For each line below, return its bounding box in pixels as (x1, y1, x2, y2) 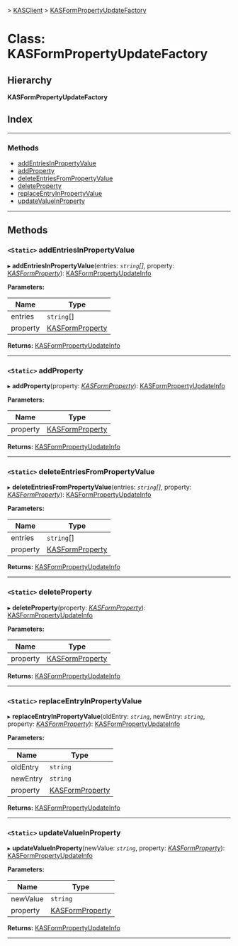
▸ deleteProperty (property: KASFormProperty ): (7, 603, 146, 612)
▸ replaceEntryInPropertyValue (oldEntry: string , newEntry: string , (7, 712, 205, 720)
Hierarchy (7, 74, 52, 86)
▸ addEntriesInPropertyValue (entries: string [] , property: (7, 261, 175, 270)
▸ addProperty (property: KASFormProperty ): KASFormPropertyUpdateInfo (7, 382, 225, 390)
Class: (7, 31, 46, 47)
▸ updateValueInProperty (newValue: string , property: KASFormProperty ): (7, 844, 225, 852)
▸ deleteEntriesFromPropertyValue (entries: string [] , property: (7, 483, 192, 492)
